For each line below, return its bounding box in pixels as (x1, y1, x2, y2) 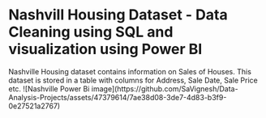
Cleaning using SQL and (8, 23, 174, 41)
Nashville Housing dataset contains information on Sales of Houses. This (8, 66, 251, 76)
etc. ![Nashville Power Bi (8, 83, 90, 94)
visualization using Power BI (8, 40, 203, 58)
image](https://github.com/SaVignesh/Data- (91, 83, 238, 94)
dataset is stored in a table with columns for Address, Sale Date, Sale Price (8, 75, 258, 85)
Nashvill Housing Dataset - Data (8, 6, 229, 24)
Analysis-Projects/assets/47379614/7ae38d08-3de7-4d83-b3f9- (8, 92, 227, 102)
